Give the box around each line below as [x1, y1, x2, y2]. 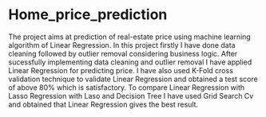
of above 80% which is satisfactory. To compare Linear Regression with [8, 82, 245, 92]
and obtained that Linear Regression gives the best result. [8, 99, 198, 109]
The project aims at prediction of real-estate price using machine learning [8, 32, 252, 41]
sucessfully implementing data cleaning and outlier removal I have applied [8, 57, 252, 67]
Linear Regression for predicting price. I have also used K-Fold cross [8, 65, 234, 75]
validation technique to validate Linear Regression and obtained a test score [8, 74, 258, 84]
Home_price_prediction [8, 6, 168, 24]
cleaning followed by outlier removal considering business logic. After [8, 49, 238, 58]
